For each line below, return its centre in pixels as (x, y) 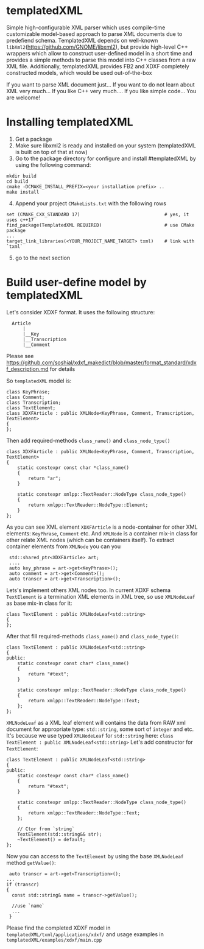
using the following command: (53, 164)
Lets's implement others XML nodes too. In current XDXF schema (89, 590)
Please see (20, 356)
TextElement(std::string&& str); (60, 834)
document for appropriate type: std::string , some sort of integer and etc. (100, 729)
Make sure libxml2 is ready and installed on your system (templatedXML (106, 145)
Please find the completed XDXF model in (58, 928)
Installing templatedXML (70, 122)
